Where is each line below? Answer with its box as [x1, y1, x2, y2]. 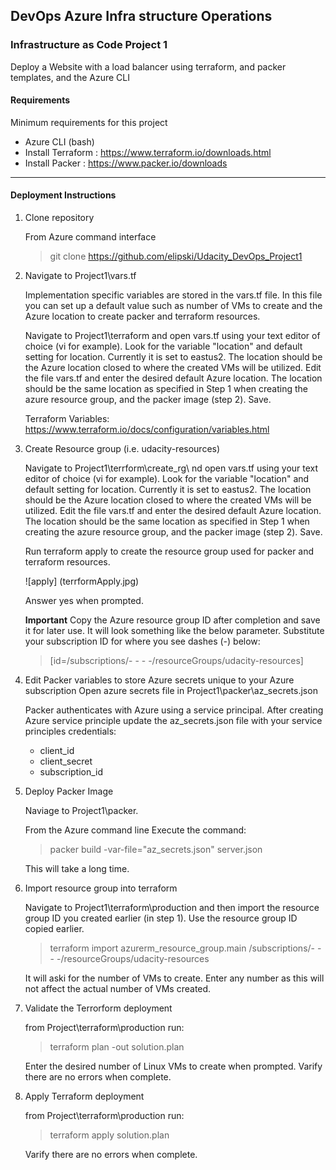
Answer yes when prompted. [24, 595, 144, 607]
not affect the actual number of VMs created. [24, 983, 212, 995]
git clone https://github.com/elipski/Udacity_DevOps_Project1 [49, 250, 303, 263]
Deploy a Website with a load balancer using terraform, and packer [10, 60, 287, 73]
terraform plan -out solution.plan [49, 1041, 185, 1053]
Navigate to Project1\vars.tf [24, 270, 137, 282]
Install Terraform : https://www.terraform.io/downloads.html [24, 146, 272, 158]
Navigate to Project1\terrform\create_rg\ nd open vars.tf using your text [24, 462, 319, 474]
